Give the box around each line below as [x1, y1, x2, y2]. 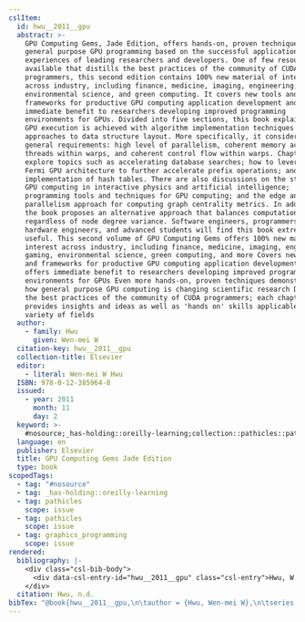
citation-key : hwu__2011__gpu [16, 344, 131, 353]
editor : [16, 361, 46, 370]
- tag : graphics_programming [16, 531, 127, 540]
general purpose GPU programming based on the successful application [25, 47, 299, 57]
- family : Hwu [25, 327, 78, 337]
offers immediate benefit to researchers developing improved [25, 268, 266, 277]
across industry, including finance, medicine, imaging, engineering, [25, 81, 299, 90]
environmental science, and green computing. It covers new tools [25, 89, 282, 98]
